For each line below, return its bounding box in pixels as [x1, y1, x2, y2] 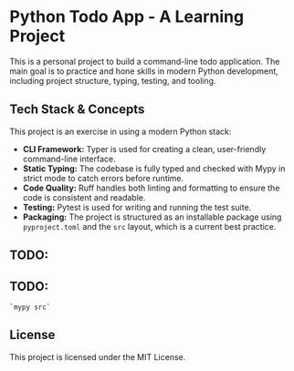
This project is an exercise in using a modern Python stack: [9, 126, 232, 137]
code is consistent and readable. [22, 191, 146, 202]
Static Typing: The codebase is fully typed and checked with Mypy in [22, 162, 286, 174]
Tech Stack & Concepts [9, 102, 145, 118]
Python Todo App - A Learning [9, 6, 245, 27]
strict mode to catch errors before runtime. [22, 172, 184, 183]
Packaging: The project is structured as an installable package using [22, 211, 282, 222]
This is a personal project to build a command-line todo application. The [9, 56, 280, 67]
